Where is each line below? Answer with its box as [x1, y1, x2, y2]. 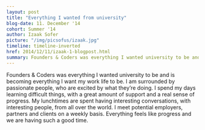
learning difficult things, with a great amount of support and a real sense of [6, 90, 195, 98]
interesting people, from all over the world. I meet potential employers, [6, 103, 183, 110]
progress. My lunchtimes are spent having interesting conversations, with [6, 97, 191, 104]
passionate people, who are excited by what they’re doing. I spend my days [6, 84, 196, 92]
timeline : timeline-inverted [6, 43, 81, 49]
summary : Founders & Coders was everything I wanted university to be [6, 54, 190, 60]
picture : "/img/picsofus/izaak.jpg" [6, 37, 99, 43]
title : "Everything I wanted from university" [6, 15, 127, 21]
